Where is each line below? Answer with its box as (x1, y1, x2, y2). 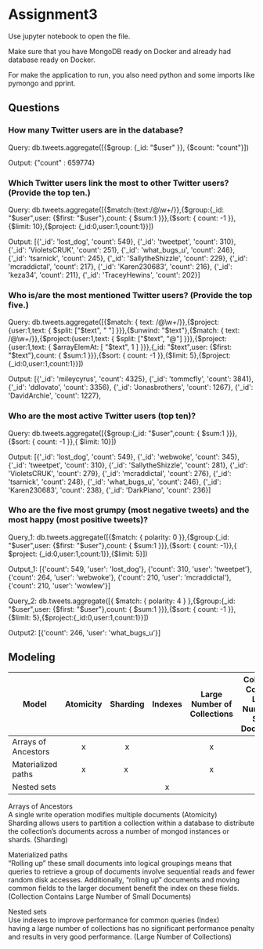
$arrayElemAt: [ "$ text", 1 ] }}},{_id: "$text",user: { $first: (52, 343, 232, 352)
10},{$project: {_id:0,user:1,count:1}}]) (32, 221, 154, 231)
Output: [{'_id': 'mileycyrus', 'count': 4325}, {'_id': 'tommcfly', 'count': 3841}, (8, 374, 254, 384)
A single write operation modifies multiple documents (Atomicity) (8, 809, 218, 819)
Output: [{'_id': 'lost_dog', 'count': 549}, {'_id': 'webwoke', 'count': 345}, (8, 452, 240, 461)
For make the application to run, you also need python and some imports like (8, 70, 255, 79)
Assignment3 (8, 5, 98, 24)
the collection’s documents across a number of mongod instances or (8, 826, 229, 836)
